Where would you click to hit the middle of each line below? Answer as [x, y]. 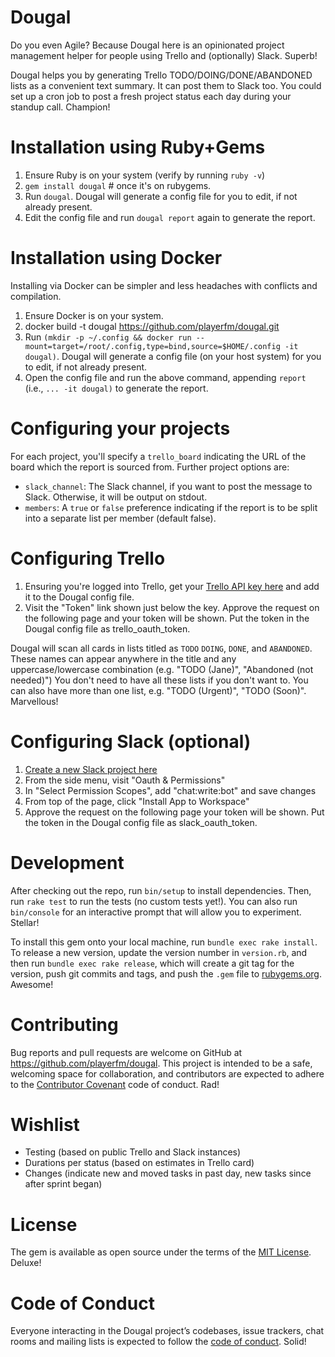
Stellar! [25, 922]
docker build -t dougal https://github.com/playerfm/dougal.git [152, 326]
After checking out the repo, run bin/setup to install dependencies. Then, [161, 890]
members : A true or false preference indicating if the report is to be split [171, 507]
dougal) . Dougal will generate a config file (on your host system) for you [173, 356]
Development [67, 862]
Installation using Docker [116, 258]
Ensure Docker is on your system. [94, 315]
